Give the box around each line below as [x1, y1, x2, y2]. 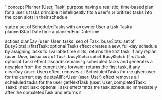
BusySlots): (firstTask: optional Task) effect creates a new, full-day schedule [5, 43, 158, 49]
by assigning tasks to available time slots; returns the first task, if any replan [5, 48, 157, 54]
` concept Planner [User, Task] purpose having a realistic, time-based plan [5, 4, 154, 10]
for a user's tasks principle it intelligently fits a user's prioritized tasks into [5, 9, 152, 15]
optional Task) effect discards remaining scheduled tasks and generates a [5, 59, 153, 64]
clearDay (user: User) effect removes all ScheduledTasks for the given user [5, 69, 156, 74]
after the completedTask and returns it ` [5, 89, 84, 95]
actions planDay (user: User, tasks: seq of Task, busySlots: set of [5, 38, 135, 44]
